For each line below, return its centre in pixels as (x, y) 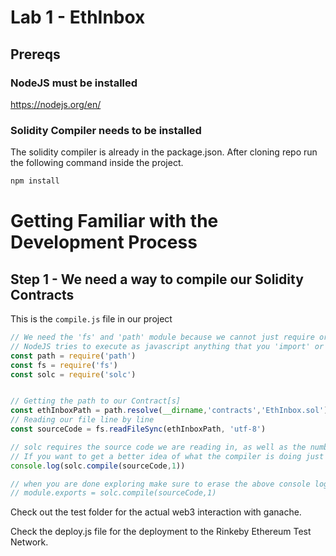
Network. (29, 542)
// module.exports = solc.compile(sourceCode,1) (113, 493)
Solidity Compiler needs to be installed (106, 130)
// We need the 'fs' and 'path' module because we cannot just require (162, 337)
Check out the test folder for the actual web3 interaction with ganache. (156, 512)
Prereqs (35, 54)
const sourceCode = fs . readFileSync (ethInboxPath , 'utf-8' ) (138, 429)
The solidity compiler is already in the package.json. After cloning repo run (164, 152)
